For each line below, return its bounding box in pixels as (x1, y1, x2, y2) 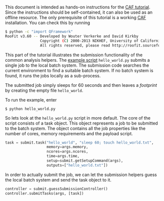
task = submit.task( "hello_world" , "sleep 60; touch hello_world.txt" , (5, 140, 154, 145)
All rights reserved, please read (40, 43, 110, 48)
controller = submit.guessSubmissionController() (5, 186, 108, 191)
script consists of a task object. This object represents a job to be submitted (5, 120, 158, 126)
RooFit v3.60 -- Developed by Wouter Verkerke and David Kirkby (5, 34, 139, 39)
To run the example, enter (5, 97, 57, 102)
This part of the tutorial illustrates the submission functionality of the (5, 51, 143, 58)
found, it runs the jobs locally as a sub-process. (5, 73, 101, 78)
